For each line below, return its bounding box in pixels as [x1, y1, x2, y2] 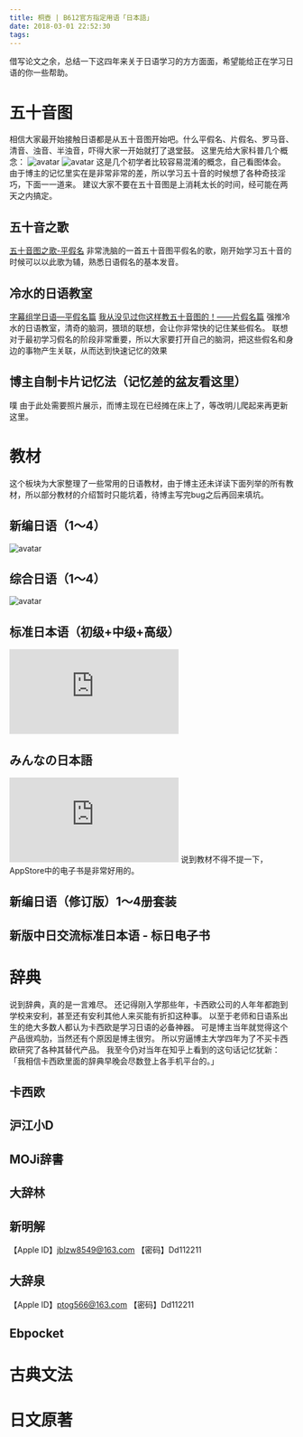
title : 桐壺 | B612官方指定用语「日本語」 [9, 13, 153, 23]
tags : [9, 30, 30, 39]
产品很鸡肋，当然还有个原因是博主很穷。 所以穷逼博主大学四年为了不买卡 [9, 1033, 280, 1044]
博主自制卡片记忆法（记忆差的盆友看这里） [9, 374, 246, 390]
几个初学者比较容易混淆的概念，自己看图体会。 [112, 156, 287, 167]
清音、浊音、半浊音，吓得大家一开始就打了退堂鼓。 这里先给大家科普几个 [9, 146, 280, 156]
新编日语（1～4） [9, 518, 106, 534]
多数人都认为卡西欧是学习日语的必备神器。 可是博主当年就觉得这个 [40, 1021, 289, 1032]
